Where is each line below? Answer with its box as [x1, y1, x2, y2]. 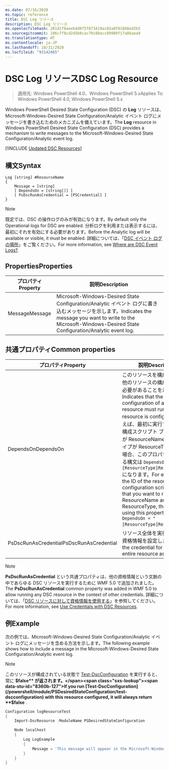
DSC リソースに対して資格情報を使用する [25, 597, 110, 603]
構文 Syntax [5, 161, 41, 170]
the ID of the [122, 477, 151, 484]
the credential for [122, 543, 163, 551]
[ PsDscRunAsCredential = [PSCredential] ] [14, 193, 107, 198]
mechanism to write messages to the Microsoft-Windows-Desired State [5, 130, 153, 136]
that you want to [122, 490, 160, 497]
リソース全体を [122, 529, 157, 536]
